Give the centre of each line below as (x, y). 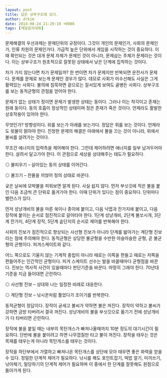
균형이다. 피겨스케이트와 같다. (43, 244)
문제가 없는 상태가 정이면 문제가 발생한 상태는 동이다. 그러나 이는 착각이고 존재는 (83, 102)
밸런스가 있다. (19, 198)
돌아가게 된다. (19, 371)
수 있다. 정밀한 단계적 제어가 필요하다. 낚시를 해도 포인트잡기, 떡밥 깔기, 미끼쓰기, (83, 358)
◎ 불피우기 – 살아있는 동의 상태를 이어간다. (47, 165)
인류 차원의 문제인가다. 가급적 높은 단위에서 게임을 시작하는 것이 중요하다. (83, 49)
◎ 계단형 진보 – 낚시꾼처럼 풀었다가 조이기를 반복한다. (58, 295)
